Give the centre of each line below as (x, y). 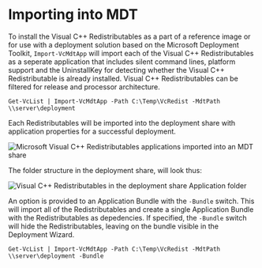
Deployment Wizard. (41, 234)
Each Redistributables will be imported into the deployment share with (122, 123)
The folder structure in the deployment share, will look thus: (105, 170)
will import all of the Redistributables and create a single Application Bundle (131, 209)
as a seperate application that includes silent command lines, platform (122, 62)
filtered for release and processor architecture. (84, 87)
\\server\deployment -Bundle (56, 256)
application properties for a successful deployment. (92, 131)
